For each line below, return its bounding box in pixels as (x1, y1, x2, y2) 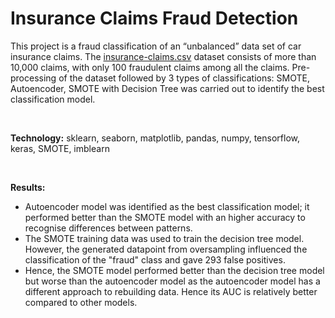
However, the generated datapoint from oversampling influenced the (24, 243, 308, 255)
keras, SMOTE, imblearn (10, 142, 110, 154)
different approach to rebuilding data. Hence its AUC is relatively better (24, 285, 318, 297)
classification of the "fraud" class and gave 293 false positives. (24, 253, 286, 266)
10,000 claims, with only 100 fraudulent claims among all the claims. (10, 61, 290, 73)
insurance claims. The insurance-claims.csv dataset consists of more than (10, 50, 317, 62)
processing (10, 72, 57, 84)
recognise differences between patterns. (24, 222, 193, 234)
